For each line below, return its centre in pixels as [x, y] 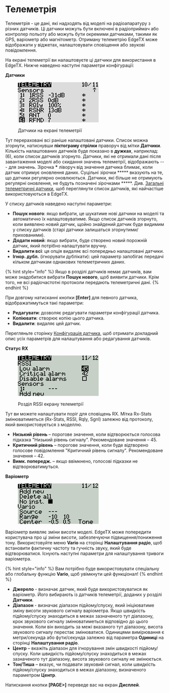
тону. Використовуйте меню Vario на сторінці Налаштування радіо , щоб [84, 542]
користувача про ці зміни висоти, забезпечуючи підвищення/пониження [84, 537]
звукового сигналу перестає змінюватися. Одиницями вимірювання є [88, 632]
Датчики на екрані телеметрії [50, 130]
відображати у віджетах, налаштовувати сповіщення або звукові [75, 44]
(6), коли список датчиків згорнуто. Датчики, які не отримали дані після [83, 156]
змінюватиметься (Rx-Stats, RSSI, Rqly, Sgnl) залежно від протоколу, [79, 419]
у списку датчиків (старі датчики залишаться [61, 229]
